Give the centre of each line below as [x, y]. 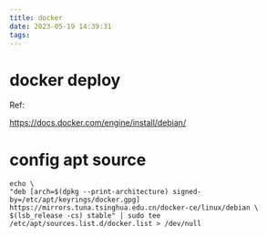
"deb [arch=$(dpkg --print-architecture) [89, 192]
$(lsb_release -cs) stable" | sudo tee [85, 216]
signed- [187, 192]
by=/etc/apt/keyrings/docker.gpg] [75, 200]
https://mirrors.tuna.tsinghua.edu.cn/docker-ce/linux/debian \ [134, 208]
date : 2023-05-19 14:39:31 [61, 26]
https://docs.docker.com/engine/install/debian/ [98, 123]
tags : [20, 35]
